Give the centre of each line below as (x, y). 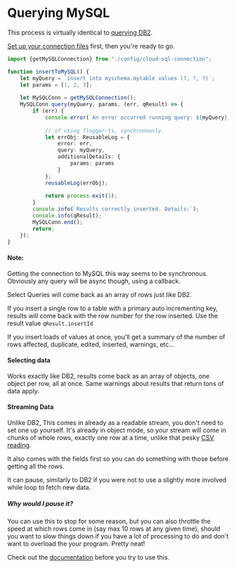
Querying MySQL (59, 13)
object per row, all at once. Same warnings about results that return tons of (116, 383)
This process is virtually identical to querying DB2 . (80, 32)
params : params (92, 163)
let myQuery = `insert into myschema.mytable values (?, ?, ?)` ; (118, 78)
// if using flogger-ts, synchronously (103, 131)
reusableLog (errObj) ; (77, 183)
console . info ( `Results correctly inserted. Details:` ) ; (116, 209)
